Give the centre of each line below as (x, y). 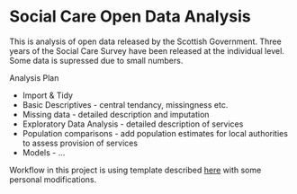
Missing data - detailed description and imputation (116, 114)
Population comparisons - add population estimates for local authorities (155, 133)
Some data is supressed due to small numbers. (96, 60)
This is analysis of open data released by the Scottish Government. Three (145, 41)
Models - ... (44, 152)
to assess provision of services (80, 143)
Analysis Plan (34, 77)
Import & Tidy (48, 95)
